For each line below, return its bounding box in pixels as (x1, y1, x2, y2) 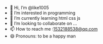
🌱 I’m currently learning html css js (9, 15, 81, 21)
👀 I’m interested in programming (9, 10, 76, 16)
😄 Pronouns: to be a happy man (9, 33, 76, 39)
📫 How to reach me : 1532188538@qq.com (9, 26, 98, 32)
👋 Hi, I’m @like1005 (9, 5, 50, 10)
